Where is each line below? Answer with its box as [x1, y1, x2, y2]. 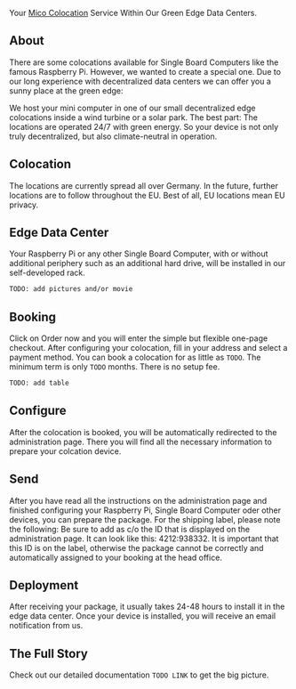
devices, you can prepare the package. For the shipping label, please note [9, 514, 281, 524]
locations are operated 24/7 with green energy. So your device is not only [9, 121, 279, 132]
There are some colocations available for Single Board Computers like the [9, 57, 279, 68]
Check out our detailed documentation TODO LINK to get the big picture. [9, 669, 269, 680]
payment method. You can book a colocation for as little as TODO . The [9, 352, 261, 363]
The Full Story [9, 645, 89, 661]
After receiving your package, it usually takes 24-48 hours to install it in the [9, 601, 285, 612]
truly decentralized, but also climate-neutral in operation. [9, 131, 218, 142]
